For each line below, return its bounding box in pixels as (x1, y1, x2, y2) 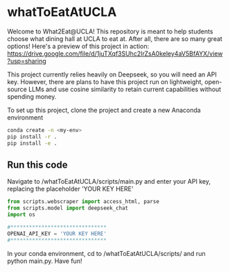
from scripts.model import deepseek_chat (7, 205, 129, 212)
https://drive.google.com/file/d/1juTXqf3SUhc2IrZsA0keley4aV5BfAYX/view (7, 49, 223, 58)
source (7, 85, 28, 93)
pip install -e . (7, 140, 57, 147)
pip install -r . (7, 133, 57, 140)
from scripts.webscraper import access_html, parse (7, 198, 159, 205)
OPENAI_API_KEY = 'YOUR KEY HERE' (7, 230, 107, 237)
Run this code (7, 159, 68, 170)
